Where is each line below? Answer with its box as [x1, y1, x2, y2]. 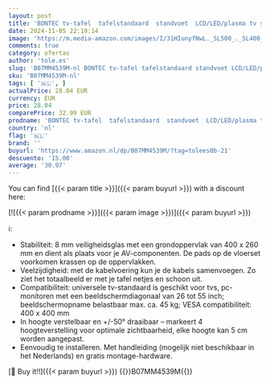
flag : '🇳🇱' [8, 131, 48, 139]
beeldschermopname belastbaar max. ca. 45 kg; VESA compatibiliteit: [19, 299, 252, 310]
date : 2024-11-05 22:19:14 [8, 27, 99, 35]
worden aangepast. [19, 334, 84, 344]
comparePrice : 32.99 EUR [8, 109, 92, 118]
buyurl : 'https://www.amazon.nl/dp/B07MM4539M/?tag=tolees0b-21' [8, 147, 231, 155]
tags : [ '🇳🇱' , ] [8, 79, 67, 87]
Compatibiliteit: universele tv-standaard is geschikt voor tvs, [19, 283, 219, 292]
